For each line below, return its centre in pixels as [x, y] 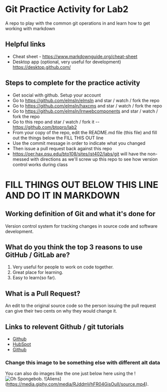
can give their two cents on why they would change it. [61, 311]
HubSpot [22, 344]
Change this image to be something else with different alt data [83, 362]
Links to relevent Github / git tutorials [65, 327]
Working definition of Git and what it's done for [80, 214]
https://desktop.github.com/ [41, 67]
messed [21, 159]
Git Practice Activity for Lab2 [67, 9]
